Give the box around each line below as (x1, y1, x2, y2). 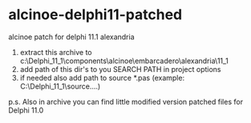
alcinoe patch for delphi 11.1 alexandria (8, 32, 135, 42)
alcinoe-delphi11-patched (8, 6, 183, 24)
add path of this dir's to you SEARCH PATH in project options (19, 64, 221, 73)
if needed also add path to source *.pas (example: (19, 73, 185, 82)
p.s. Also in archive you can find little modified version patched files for (8, 97, 243, 106)
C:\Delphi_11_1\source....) (19, 81, 101, 91)
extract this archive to (19, 47, 92, 57)
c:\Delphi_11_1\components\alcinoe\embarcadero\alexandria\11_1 (19, 56, 229, 65)
